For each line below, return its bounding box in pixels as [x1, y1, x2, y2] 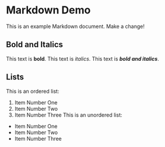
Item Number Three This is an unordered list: [14, 111, 122, 118]
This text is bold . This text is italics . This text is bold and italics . [6, 55, 159, 62]
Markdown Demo [6, 3, 91, 17]
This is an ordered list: [6, 87, 59, 94]
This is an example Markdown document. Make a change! [6, 23, 145, 30]
